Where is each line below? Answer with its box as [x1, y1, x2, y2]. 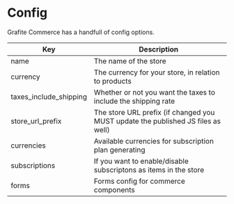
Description [139, 44, 179, 54]
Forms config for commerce [93, 176, 186, 186]
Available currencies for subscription [93, 136, 214, 146]
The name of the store [93, 56, 166, 65]
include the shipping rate [93, 96, 175, 106]
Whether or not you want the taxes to [93, 87, 216, 97]
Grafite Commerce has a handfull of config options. [7, 28, 155, 36]
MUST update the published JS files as [93, 116, 221, 126]
